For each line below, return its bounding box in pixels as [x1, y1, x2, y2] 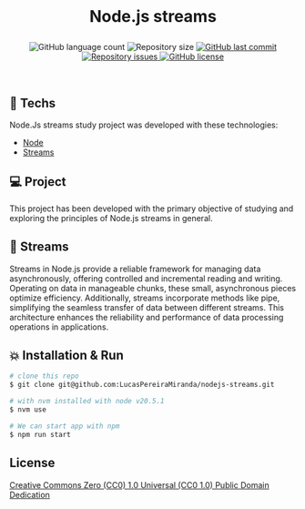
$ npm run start [9, 430, 71, 439]
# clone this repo [9, 372, 79, 381]
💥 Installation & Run [9, 348, 125, 363]
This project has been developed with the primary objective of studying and [9, 203, 294, 214]
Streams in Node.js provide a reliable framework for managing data [9, 263, 261, 274]
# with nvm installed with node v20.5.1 [9, 397, 166, 406]
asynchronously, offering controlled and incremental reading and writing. [9, 272, 283, 284]
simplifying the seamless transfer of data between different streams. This [9, 301, 285, 312]
